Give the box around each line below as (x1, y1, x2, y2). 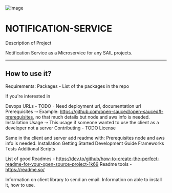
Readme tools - (99, 161, 132, 167)
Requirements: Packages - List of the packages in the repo (5, 83, 130, 89)
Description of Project (5, 40, 52, 46)
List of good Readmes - (5, 156, 55, 162)
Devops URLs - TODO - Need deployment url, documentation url (5, 103, 141, 109)
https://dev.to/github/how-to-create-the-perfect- (56, 156, 160, 162)
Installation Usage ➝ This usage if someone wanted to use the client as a (5, 119, 159, 125)
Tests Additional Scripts (5, 145, 55, 151)
